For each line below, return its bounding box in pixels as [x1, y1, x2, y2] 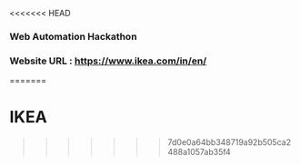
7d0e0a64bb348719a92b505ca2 [167, 137, 292, 148]
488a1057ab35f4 [167, 147, 232, 158]
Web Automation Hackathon [9, 30, 138, 43]
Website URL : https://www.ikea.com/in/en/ [9, 54, 207, 67]
